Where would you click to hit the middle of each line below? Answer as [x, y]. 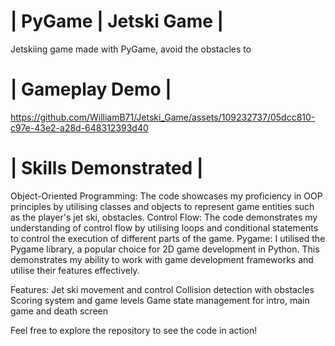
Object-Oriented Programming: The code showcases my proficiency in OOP [166, 196]
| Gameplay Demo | [91, 89]
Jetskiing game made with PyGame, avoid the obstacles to [131, 49]
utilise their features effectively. [75, 270]
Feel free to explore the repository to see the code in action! [134, 330]
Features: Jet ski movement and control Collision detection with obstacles [162, 289]
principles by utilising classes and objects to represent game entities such [162, 206]
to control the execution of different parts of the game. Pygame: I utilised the [168, 238]
